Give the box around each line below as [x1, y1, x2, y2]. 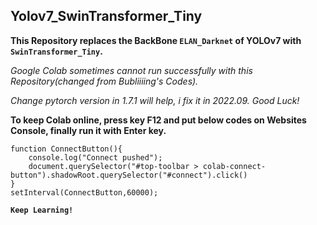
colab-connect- [202, 161, 267, 171]
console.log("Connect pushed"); [28, 152, 163, 163]
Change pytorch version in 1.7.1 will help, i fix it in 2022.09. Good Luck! [10, 94, 300, 106]
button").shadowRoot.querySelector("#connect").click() [10, 170, 248, 180]
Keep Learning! [10, 205, 74, 215]
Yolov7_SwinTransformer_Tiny [10, 8, 203, 25]
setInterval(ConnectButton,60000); [10, 187, 159, 198]
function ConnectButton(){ [10, 144, 123, 154]
